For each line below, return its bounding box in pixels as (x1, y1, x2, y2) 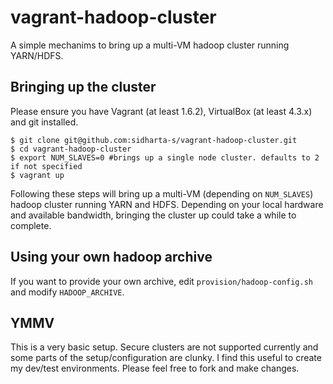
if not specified (10, 161, 83, 171)
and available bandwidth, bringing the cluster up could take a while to (10, 209, 297, 221)
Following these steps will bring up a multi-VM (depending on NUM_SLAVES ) (10, 187, 314, 200)
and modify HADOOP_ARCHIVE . (10, 286, 125, 298)
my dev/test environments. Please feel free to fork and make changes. (10, 362, 300, 375)
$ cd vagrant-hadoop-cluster (10, 144, 132, 154)
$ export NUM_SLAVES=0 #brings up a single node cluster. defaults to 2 (10, 152, 320, 163)
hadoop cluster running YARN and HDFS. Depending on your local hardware (10, 198, 324, 210)
